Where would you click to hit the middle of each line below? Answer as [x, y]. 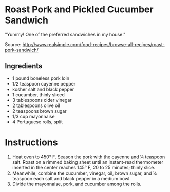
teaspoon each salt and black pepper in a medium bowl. [72, 178]
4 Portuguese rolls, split [37, 122]
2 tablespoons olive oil [36, 105]
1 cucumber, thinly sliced [39, 94]
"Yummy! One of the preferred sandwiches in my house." [65, 34]
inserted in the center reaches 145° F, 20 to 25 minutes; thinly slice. [83, 167]
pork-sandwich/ [22, 50]
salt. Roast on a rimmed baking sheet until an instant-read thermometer [88, 162]
